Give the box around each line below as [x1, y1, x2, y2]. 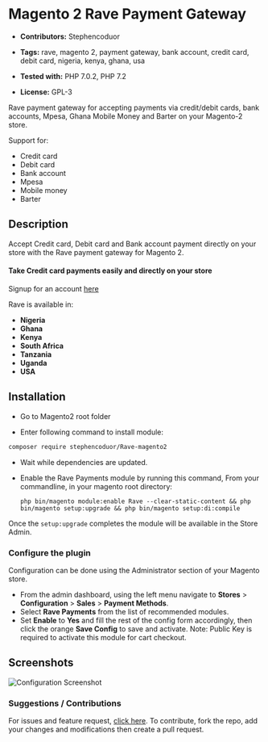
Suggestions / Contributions [8, 698, 122, 709]
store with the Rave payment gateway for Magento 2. [8, 247, 184, 257]
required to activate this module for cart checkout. [19, 632, 187, 642]
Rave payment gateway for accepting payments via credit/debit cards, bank [8, 103, 260, 112]
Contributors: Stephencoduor [19, 31, 121, 41]
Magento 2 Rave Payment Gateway [8, 5, 247, 23]
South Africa [19, 341, 64, 350]
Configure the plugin [8, 547, 91, 558]
